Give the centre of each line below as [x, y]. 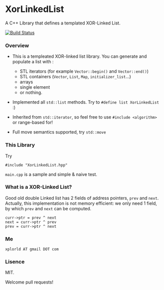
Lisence [15, 262]
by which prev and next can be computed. [48, 208]
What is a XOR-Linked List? [39, 187]
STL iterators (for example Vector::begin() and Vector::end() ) [84, 71]
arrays [26, 82]
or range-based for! [33, 123]
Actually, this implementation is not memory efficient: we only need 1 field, [81, 203]
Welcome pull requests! [29, 282]
